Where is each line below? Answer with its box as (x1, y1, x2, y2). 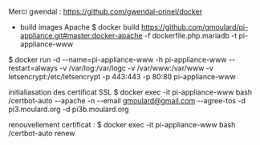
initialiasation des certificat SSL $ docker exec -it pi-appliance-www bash (8, 87, 253, 97)
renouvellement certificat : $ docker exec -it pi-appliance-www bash (8, 120, 236, 129)
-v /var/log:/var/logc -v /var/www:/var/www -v (59, 63, 214, 73)
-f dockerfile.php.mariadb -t (144, 31, 238, 40)
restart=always (8, 63, 59, 73)
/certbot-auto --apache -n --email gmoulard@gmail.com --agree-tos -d (8, 96, 246, 105)
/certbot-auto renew (8, 128, 75, 138)
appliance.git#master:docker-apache (19, 31, 143, 40)
